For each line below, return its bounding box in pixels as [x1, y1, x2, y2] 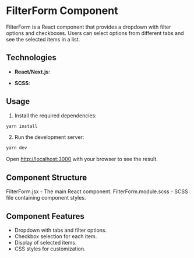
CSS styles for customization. [14, 245, 86, 252]
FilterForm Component [6, 4, 118, 18]
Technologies [6, 53, 57, 62]
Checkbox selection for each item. [14, 232, 97, 240]
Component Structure [6, 172, 87, 182]
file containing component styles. [6, 194, 86, 201]
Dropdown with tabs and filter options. [14, 226, 107, 233]
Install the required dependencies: [14, 112, 97, 119]
